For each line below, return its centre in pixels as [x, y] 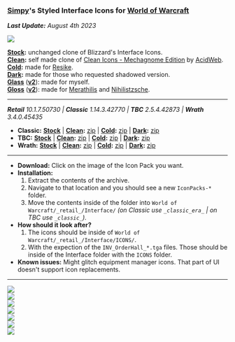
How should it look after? [55, 225]
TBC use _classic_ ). [57, 218]
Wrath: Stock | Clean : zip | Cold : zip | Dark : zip [86, 145]
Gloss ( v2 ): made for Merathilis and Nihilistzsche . [79, 90]
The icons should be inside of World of [84, 232]
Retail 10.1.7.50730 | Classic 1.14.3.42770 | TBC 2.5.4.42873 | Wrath [106, 110]
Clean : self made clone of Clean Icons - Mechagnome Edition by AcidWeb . [115, 60]
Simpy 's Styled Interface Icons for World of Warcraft [98, 10]
